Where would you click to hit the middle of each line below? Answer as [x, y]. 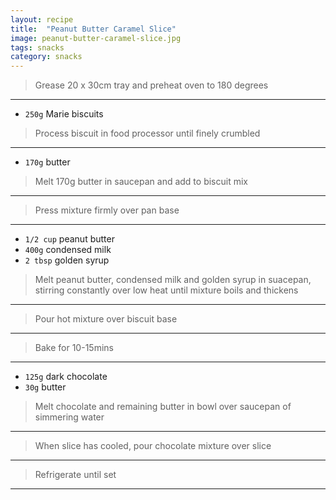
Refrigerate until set [75, 475]
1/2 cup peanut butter [69, 239]
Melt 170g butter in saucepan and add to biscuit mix [141, 182]
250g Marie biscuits [64, 114]
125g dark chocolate [66, 377]
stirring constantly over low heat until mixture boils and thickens [166, 290]
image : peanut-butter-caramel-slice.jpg [96, 38]
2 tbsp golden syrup [67, 260]
